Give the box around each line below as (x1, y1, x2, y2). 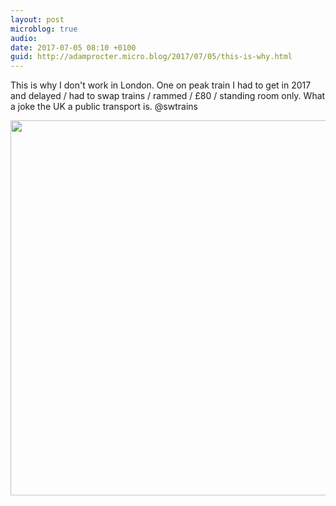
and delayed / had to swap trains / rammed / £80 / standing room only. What (10, 90, 326, 102)
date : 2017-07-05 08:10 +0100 (10, 42, 137, 53)
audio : (10, 33, 38, 43)
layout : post (10, 14, 65, 25)
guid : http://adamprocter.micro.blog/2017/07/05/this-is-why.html (10, 52, 293, 62)
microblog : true (10, 24, 78, 34)
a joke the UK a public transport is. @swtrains (10, 101, 198, 113)
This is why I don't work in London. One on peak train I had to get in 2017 (10, 79, 312, 91)
